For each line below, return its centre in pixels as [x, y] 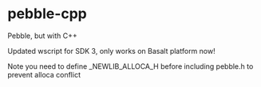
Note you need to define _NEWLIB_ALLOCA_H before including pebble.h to [130, 66]
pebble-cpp [47, 14]
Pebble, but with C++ [42, 36]
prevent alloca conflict [44, 74]
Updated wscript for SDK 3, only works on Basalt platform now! [112, 51]
